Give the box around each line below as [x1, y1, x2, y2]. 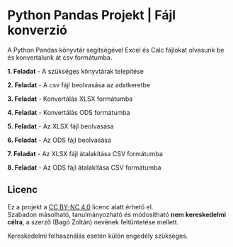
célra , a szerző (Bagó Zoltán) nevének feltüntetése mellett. [7, 217, 179, 226]
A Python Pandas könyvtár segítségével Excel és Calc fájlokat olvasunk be [7, 45, 225, 54]
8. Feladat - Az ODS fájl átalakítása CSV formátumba [7, 163, 161, 172]
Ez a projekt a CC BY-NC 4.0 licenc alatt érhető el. [7, 202, 154, 211]
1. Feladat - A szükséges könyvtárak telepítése [7, 67, 144, 75]
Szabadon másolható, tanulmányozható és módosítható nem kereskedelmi [7, 210, 227, 219]
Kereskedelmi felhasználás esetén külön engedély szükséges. [7, 231, 188, 240]
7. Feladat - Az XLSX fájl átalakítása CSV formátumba [7, 149, 163, 158]
